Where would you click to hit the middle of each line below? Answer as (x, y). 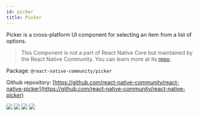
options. (17, 41)
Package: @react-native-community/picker (59, 70)
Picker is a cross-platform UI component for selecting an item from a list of (99, 34)
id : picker (20, 12)
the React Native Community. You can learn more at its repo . (96, 59)
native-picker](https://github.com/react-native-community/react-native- (96, 88)
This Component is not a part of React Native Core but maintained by (107, 52)
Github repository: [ (30, 82)
